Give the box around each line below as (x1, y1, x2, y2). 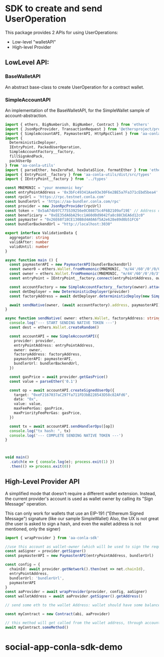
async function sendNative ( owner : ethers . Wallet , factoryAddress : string (5, 316, 161, 321)
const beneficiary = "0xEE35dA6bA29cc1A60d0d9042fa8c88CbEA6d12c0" (5, 213, 145, 218)
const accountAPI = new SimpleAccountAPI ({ (9, 333, 99, 339)
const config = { (5, 562, 41, 567)
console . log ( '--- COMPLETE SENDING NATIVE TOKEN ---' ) (9, 433, 123, 438)
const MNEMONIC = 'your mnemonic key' (5, 185, 84, 191)
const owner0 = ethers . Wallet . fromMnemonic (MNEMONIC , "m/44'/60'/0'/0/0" (9, 267, 163, 272)
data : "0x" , (14, 397, 38, 402)
